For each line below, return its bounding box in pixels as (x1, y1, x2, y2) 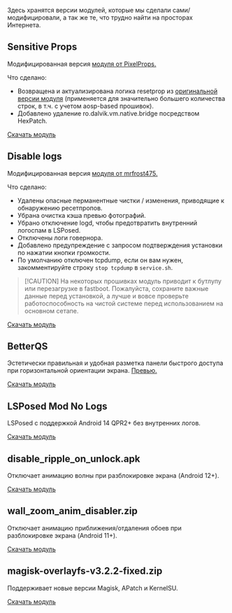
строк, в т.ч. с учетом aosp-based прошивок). (17, 102, 154, 110)
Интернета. (7, 21, 41, 29)
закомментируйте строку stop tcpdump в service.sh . (17, 263, 173, 272)
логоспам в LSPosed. (17, 226, 81, 234)
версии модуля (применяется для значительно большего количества (17, 94, 226, 102)
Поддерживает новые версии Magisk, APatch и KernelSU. (7, 584, 178, 592)
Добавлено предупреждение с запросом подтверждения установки (17, 241, 223, 249)
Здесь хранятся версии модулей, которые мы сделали (7, 6, 171, 14)
